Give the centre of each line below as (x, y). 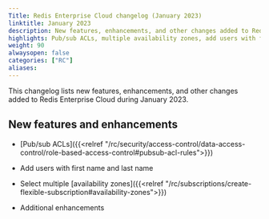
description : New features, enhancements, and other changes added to (128, 30)
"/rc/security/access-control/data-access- (175, 144)
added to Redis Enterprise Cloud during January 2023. (98, 99)
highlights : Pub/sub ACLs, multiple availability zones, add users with (132, 38)
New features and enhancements (93, 125)
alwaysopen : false (39, 53)
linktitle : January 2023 (50, 23)
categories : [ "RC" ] (41, 61)
